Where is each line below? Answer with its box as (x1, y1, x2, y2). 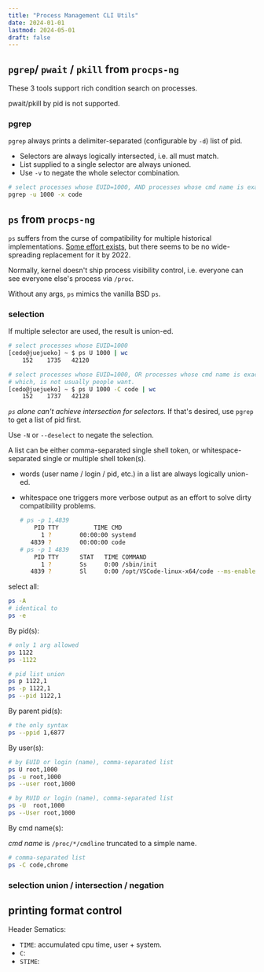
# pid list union (8, 670, 65, 678)
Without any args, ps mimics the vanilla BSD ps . (8, 289, 161, 298)
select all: (8, 582, 39, 591)
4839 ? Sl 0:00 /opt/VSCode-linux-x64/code (30, 567, 214, 575)
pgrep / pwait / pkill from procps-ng (8, 62, 179, 76)
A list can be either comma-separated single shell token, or (8, 445, 200, 455)
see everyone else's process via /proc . (8, 273, 134, 283)
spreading (8, 249, 41, 260)
